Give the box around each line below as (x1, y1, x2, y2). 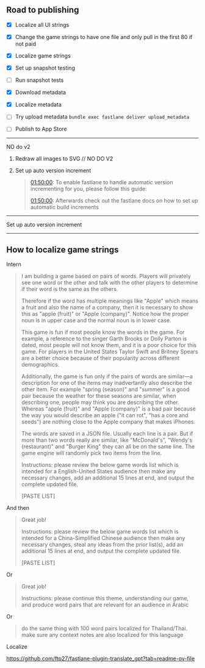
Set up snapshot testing (15, 64, 75, 71)
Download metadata (15, 88, 66, 96)
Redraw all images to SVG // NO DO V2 (15, 155, 113, 162)
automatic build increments (30, 204, 99, 211)
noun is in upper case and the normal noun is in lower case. (21, 317, 171, 324)
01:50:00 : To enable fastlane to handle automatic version (30, 179, 173, 186)
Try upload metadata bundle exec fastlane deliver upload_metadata (15, 113, 190, 121)
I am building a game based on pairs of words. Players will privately (21, 273, 191, 280)
